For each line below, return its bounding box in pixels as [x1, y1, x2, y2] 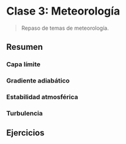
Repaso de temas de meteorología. [21, 24, 109, 32]
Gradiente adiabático [6, 77, 70, 85]
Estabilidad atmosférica [6, 93, 79, 101]
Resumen [6, 42, 43, 52]
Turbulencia [6, 109, 43, 118]
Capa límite [6, 60, 41, 69]
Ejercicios [6, 128, 44, 138]
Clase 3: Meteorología [6, 4, 121, 18]
